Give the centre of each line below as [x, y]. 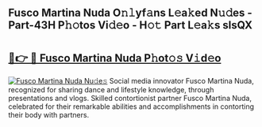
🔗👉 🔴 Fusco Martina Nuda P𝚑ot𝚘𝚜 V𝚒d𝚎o [115, 58]
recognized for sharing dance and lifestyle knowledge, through [111, 90]
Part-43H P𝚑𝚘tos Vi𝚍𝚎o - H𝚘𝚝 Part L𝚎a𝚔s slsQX [130, 26]
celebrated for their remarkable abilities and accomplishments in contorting [131, 106]
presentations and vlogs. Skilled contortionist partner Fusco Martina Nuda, [130, 98]
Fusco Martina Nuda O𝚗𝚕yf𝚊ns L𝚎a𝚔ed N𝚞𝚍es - [130, 13]
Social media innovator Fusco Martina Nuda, [181, 81]
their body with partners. [49, 115]
